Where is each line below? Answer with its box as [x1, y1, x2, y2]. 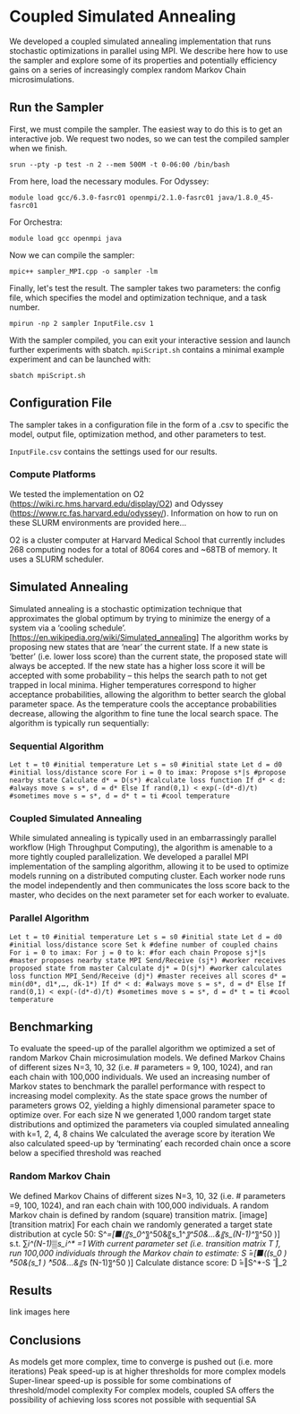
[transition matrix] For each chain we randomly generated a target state [9, 1219, 273, 1230]
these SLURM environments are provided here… [9, 517, 187, 527]
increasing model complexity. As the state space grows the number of [9, 1091, 269, 1101]
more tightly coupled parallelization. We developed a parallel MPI [9, 852, 249, 862]
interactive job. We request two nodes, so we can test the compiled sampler [9, 133, 290, 144]
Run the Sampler [9, 100, 105, 116]
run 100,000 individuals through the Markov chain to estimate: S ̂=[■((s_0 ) [9, 1247, 287, 1258]
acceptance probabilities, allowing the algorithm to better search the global [9, 689, 287, 699]
